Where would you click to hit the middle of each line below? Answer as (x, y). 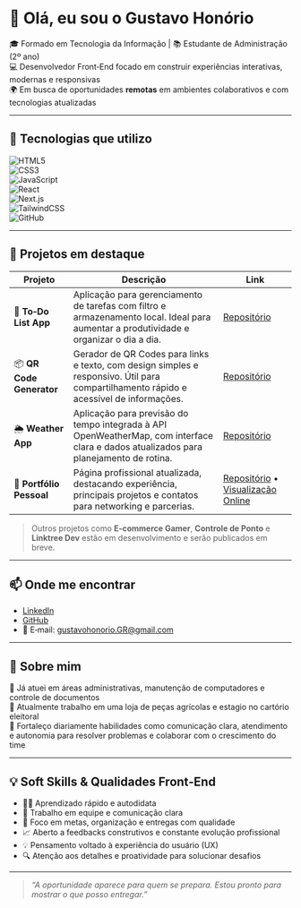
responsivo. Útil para (116, 376)
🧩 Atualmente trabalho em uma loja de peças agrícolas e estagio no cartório (149, 707)
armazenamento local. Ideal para (142, 317)
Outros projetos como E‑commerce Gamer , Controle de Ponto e (150, 528)
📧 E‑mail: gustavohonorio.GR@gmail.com (98, 630)
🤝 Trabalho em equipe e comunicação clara (103, 813)
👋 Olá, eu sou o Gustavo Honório (132, 18)
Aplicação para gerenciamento (138, 295)
